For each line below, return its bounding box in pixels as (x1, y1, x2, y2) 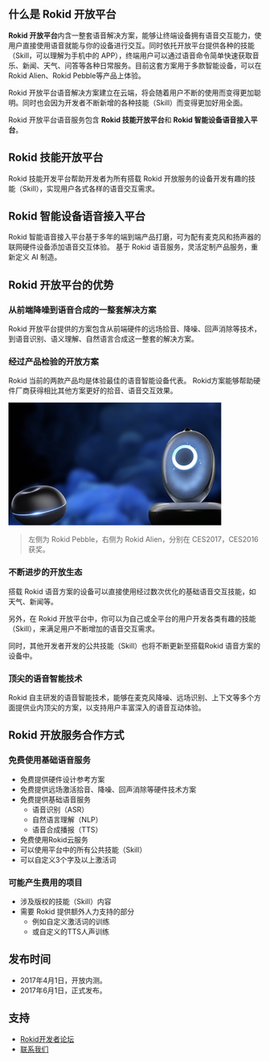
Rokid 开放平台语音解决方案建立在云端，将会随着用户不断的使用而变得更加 (8, 88, 255, 97)
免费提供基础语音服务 (19, 794, 91, 804)
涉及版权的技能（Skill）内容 (19, 897, 112, 906)
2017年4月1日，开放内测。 (19, 975, 107, 985)
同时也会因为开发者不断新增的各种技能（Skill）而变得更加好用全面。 (22, 97, 247, 107)
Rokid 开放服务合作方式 (8, 728, 125, 742)
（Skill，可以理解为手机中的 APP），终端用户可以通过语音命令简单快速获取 (8, 51, 253, 60)
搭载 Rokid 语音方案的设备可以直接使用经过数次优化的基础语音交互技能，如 (8, 586, 256, 596)
